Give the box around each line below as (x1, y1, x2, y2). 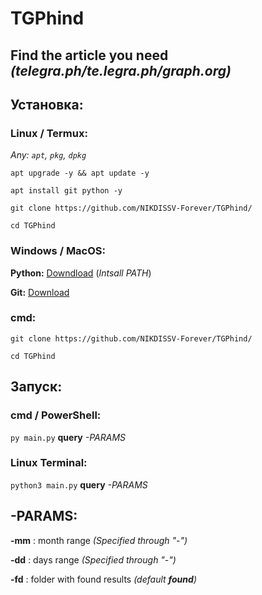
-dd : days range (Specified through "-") (10, 553, 177, 566)
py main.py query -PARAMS (10, 431, 127, 443)
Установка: (10, 96, 84, 113)
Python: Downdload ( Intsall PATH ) (10, 267, 152, 279)
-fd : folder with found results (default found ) (10, 573, 197, 585)
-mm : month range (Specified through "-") (10, 534, 188, 546)
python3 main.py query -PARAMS (10, 478, 148, 491)
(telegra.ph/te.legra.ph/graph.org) (10, 62, 232, 79)
